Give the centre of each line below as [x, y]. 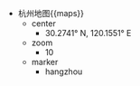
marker [45, 62]
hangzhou [64, 72]
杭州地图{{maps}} [51, 13]
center [43, 24]
